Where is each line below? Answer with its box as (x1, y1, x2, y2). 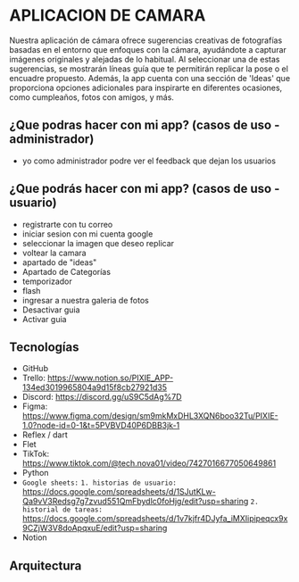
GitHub (21, 363, 49, 374)
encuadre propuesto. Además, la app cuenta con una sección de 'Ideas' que (9, 72, 291, 83)
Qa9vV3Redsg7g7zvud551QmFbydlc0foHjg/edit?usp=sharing (21, 496, 249, 507)
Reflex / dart (21, 429, 69, 440)
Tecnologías (9, 339, 79, 354)
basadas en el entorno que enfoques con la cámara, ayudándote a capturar (9, 44, 287, 54)
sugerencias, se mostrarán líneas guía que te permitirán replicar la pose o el (9, 63, 288, 74)
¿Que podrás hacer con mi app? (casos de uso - (9, 181, 280, 196)
